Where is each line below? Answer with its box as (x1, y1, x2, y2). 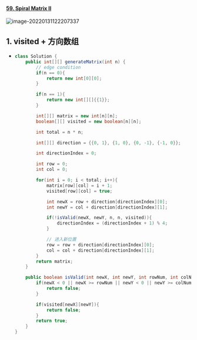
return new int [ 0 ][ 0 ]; (46, 75, 102, 81)
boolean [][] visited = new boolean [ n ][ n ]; (36, 118, 142, 124)
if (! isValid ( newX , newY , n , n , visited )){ (46, 215, 152, 221)
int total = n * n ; (36, 129, 84, 135)
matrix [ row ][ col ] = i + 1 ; (46, 183, 113, 189)
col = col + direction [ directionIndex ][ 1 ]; (46, 247, 155, 253)
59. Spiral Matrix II (6, 5, 52, 12)
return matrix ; (36, 258, 74, 265)
